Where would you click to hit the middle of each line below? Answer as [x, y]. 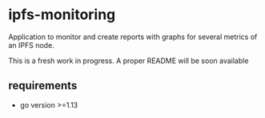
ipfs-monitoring [62, 15]
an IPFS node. [31, 45]
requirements [43, 86]
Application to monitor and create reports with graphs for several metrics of [133, 37]
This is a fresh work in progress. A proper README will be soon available [128, 61]
